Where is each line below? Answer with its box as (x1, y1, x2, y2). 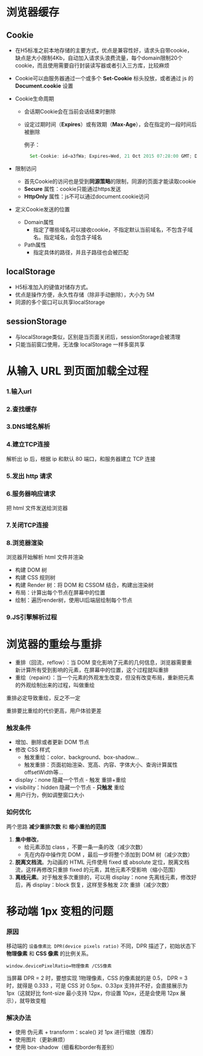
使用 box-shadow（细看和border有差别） (14, 1043, 118, 1051)
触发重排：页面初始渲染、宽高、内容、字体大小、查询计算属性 (24, 761, 178, 768)
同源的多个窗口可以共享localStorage (14, 298, 105, 306)
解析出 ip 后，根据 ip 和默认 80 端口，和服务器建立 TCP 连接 (6, 455, 156, 462)
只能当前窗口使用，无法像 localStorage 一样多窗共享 (14, 341, 145, 348)
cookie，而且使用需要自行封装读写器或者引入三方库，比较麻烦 (14, 62, 170, 69)
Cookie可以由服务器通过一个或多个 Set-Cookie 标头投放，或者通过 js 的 (14, 75, 194, 82)
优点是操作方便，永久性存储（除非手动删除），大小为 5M (14, 291, 155, 298)
